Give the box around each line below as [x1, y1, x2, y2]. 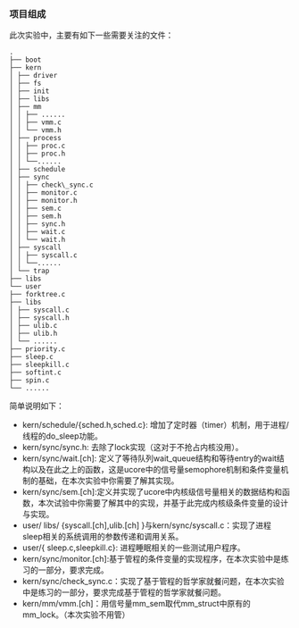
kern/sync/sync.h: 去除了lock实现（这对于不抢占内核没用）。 [21, 442, 244, 453]
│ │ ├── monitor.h [9, 197, 78, 205]
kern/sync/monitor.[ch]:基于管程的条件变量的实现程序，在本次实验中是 [21, 554, 281, 565]
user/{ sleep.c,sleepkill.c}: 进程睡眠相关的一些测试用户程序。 [21, 542, 245, 553]
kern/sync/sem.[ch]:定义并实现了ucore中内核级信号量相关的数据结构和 [21, 487, 283, 498]
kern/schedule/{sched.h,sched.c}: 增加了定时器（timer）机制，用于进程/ [21, 420, 290, 431]
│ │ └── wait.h [9, 235, 66, 245]
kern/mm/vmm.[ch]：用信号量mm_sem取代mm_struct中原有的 [21, 599, 252, 609]
